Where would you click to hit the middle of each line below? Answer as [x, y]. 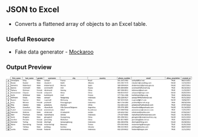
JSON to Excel [33, 10]
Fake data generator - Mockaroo [54, 52]
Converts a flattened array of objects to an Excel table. [81, 24]
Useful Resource [30, 39]
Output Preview [29, 67]
